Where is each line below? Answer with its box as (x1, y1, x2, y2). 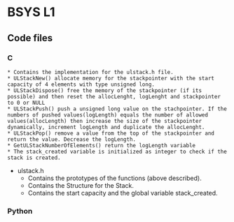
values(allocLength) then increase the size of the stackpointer (7, 117, 202, 124)
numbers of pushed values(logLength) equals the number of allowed (7, 111, 209, 119)
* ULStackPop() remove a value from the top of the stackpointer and (7, 130, 215, 137)
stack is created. (7, 154, 61, 161)
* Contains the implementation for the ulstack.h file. (7, 68, 174, 75)
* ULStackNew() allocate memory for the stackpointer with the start (7, 75, 215, 82)
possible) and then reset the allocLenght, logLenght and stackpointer (7, 93, 221, 100)
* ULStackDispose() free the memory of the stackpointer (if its (7, 87, 202, 94)
